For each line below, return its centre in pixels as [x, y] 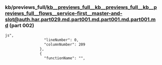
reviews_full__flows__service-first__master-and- [64, 13]
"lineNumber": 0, [61, 40]
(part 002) [22, 25]
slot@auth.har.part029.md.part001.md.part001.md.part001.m [80, 19]
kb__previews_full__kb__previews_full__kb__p [102, 7]
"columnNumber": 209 [65, 45]
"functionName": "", [65, 58]
